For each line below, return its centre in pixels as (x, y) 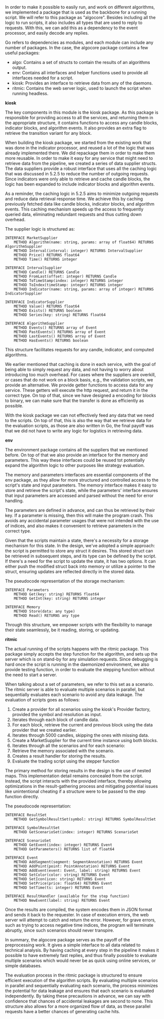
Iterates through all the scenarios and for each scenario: (69, 745)
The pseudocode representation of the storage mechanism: (65, 581)
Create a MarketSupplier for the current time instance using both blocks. (85, 740)
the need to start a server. (31, 675)
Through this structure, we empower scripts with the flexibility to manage (79, 625)
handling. (14, 501)
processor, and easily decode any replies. (47, 33)
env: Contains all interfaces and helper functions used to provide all (80, 73)
